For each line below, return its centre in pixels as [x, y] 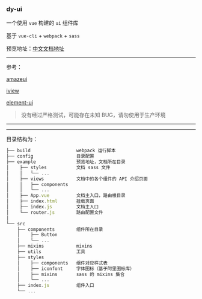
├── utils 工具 [51, 252]
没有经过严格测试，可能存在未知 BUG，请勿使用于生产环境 [93, 115]
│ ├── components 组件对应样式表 [63, 263]
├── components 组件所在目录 [60, 229]
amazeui [17, 79]
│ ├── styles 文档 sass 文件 [58, 167]
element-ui [20, 103]
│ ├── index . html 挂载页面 [50, 201]
